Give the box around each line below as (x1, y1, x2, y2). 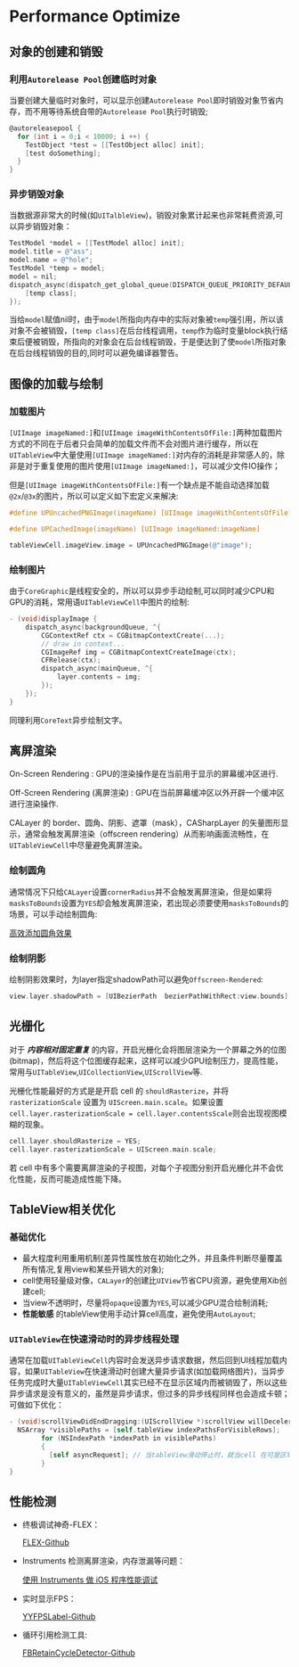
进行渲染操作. (9, 798, 60, 809)
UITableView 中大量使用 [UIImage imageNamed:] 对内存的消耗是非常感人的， (9, 450, 278, 460)
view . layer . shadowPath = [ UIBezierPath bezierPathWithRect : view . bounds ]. (9, 992, 293, 1001)
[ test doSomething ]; (25, 149, 101, 158)
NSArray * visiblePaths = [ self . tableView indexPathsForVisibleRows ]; (17, 1425, 280, 1435)
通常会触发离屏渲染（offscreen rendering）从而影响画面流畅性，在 (24, 829, 270, 839)
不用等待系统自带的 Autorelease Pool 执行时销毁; (32, 105, 208, 117)
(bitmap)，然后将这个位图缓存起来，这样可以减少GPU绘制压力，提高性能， (9, 1055, 283, 1066)
